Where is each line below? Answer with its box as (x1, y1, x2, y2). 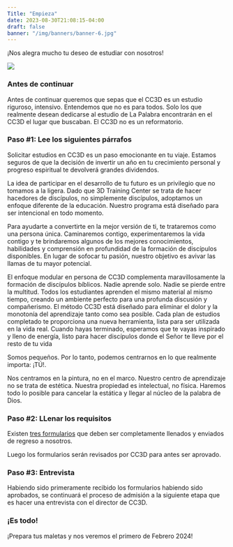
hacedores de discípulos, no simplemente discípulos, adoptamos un (7, 193, 203, 202)
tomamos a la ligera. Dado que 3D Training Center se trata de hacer (7, 186, 202, 195)
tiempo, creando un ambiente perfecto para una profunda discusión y (7, 294, 208, 304)
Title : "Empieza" (7, 10, 58, 17)
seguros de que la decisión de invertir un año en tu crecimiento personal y (7, 158, 221, 166)
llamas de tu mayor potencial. (7, 259, 92, 267)
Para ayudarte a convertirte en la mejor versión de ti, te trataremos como (7, 222, 216, 230)
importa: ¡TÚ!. (7, 360, 47, 368)
